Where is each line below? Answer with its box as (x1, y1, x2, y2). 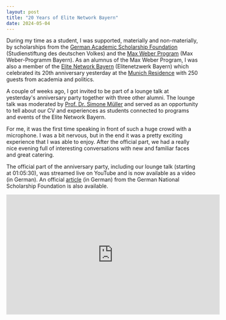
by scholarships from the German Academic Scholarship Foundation (6, 43, 178, 51)
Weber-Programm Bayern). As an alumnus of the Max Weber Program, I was (6, 56, 198, 64)
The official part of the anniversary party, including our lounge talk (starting (6, 163, 196, 171)
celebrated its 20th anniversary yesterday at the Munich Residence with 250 (6, 69, 198, 77)
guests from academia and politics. (6, 76, 94, 83)
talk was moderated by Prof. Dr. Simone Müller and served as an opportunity (6, 101, 199, 108)
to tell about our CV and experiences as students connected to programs (6, 107, 189, 115)
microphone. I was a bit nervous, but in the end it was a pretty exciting (6, 132, 183, 139)
